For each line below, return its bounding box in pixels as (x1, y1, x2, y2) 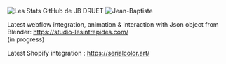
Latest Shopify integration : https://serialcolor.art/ (7, 49, 150, 57)
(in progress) (7, 35, 45, 44)
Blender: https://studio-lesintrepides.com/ (7, 28, 128, 36)
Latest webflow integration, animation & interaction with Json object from (7, 20, 219, 28)
